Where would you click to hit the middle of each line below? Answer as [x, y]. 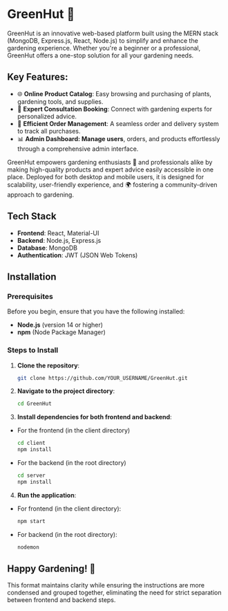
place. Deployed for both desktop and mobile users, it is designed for [106, 176]
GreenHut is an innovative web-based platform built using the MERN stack [113, 33]
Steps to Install [33, 350]
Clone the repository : [48, 365]
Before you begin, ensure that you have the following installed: [96, 311]
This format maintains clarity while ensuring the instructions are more [106, 585]
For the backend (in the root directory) [72, 463]
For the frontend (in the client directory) [74, 430]
